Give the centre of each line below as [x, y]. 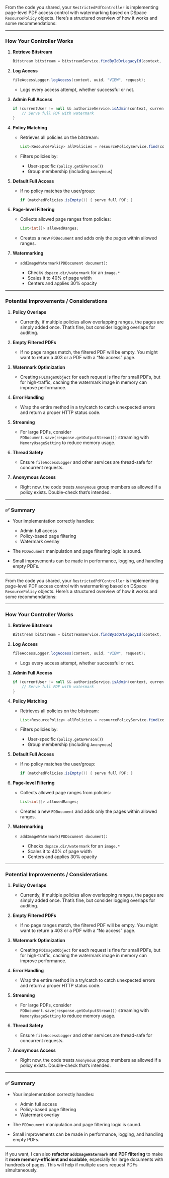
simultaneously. [21, 1170]
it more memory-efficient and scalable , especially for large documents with [84, 1159]
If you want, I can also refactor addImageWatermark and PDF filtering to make [84, 1154]
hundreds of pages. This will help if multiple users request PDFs [71, 1164]
